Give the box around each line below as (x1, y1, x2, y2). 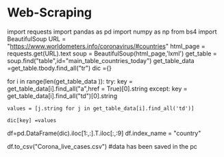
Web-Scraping (7, 5, 92, 21)
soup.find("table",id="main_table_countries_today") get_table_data (7, 56, 195, 64)
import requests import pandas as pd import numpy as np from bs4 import (7, 27, 217, 36)
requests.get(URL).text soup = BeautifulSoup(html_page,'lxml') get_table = (7, 49, 217, 58)
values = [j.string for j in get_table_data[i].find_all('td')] (7, 105, 195, 112)
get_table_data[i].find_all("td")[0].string (7, 91, 118, 100)
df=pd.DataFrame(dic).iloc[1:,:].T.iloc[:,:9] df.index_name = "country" (7, 129, 201, 137)
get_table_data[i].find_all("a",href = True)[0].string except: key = (7, 84, 188, 93)
